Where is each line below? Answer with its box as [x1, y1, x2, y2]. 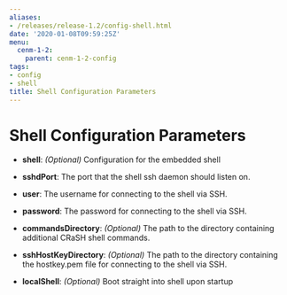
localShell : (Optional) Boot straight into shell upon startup [21, 276, 233, 287]
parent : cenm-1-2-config [25, 54, 117, 63]
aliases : [9, 12, 42, 22]
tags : [9, 63, 29, 72]
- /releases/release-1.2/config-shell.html [9, 21, 173, 30]
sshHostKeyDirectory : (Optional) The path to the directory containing [21, 250, 279, 260]
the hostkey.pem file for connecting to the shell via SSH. [21, 259, 228, 270]
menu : [9, 37, 29, 47]
